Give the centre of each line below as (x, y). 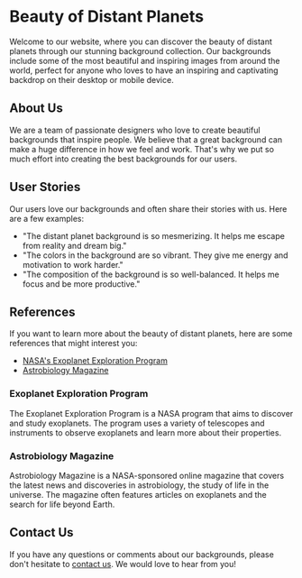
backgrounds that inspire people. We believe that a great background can (146, 139)
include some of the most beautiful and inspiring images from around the (145, 60)
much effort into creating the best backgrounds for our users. (123, 159)
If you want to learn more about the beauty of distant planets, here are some (151, 334)
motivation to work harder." (73, 264)
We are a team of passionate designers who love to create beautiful (135, 130)
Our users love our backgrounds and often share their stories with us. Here (148, 208)
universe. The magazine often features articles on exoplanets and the (138, 494)
